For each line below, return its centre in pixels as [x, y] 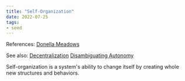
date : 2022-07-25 [27, 17]
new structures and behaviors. [43, 73]
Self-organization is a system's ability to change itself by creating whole [92, 67]
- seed [14, 28]
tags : [13, 22]
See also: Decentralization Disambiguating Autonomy [70, 55]
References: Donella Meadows [43, 44]
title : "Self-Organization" [40, 11]
